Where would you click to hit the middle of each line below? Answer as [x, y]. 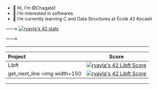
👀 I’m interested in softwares [43, 13]
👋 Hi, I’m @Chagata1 [34, 8]
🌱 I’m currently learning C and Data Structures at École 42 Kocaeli [82, 19]
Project [17, 57]
